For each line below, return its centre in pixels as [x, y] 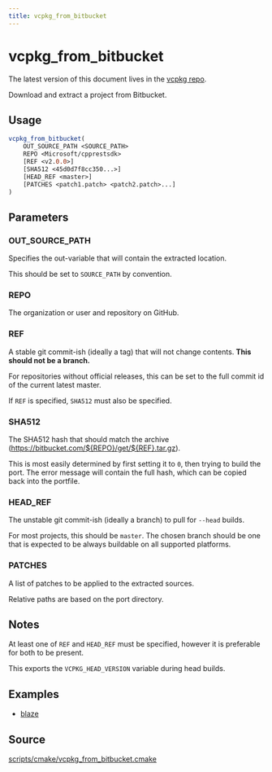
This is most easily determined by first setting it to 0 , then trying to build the [135, 463]
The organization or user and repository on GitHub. [94, 313]
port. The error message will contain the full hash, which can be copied [128, 472]
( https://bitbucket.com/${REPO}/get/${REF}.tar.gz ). [95, 448]
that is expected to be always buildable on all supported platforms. [120, 544]
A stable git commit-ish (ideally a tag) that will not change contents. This [130, 352]
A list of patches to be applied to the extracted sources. [101, 583]
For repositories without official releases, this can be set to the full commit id [136, 376]
